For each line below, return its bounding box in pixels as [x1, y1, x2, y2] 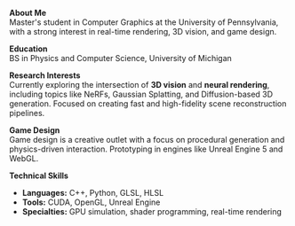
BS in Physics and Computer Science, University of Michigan [9, 53, 233, 63]
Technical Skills [9, 170, 69, 181]
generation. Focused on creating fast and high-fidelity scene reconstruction [9, 98, 287, 109]
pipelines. [9, 108, 45, 118]
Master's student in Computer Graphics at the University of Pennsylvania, [9, 17, 279, 27]
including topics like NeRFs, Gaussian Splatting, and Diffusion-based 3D [9, 89, 274, 99]
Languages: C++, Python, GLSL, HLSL [21, 188, 164, 198]
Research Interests [9, 70, 81, 81]
